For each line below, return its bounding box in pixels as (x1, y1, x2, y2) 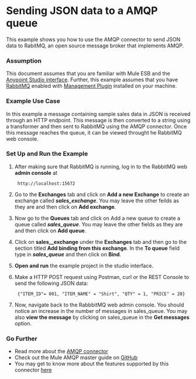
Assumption (6, 57, 42, 65)
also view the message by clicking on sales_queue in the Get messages (14, 313, 190, 321)
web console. (6, 135, 39, 142)
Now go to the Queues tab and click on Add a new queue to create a (14, 215, 180, 222)
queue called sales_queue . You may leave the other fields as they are (14, 220, 183, 228)
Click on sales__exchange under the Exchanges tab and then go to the (14, 238, 187, 245)
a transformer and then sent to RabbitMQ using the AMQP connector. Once (6, 123, 187, 130)
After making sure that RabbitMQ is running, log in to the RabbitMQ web (14, 163, 188, 170)
